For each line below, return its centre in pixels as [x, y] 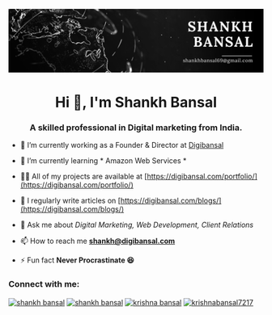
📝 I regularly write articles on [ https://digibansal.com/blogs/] [121, 201]
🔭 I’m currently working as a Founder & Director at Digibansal [122, 145]
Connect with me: [44, 284]
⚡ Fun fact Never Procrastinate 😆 [77, 260]
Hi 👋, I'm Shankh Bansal [136, 103]
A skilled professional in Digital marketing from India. [136, 128]
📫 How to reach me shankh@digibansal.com [98, 241]
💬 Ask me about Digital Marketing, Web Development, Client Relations [136, 225]
